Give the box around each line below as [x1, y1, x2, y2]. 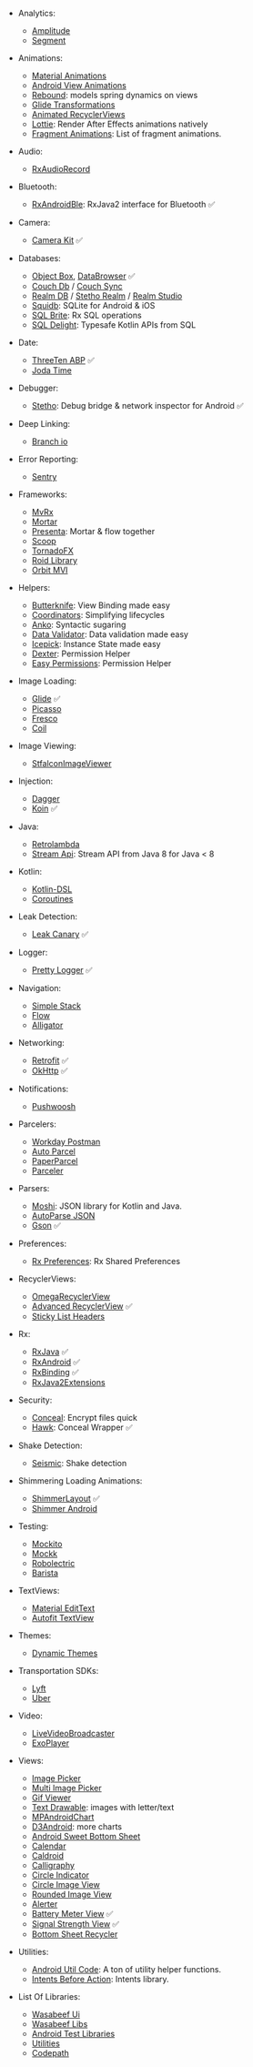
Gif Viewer [31, 1792, 72, 1803]
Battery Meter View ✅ [31, 1909, 114, 1919]
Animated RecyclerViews [31, 109, 126, 119]
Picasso [31, 704, 62, 714]
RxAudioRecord [31, 164, 91, 174]
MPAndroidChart [31, 1811, 95, 1822]
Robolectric [31, 1558, 76, 1568]
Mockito [31, 1538, 63, 1549]
